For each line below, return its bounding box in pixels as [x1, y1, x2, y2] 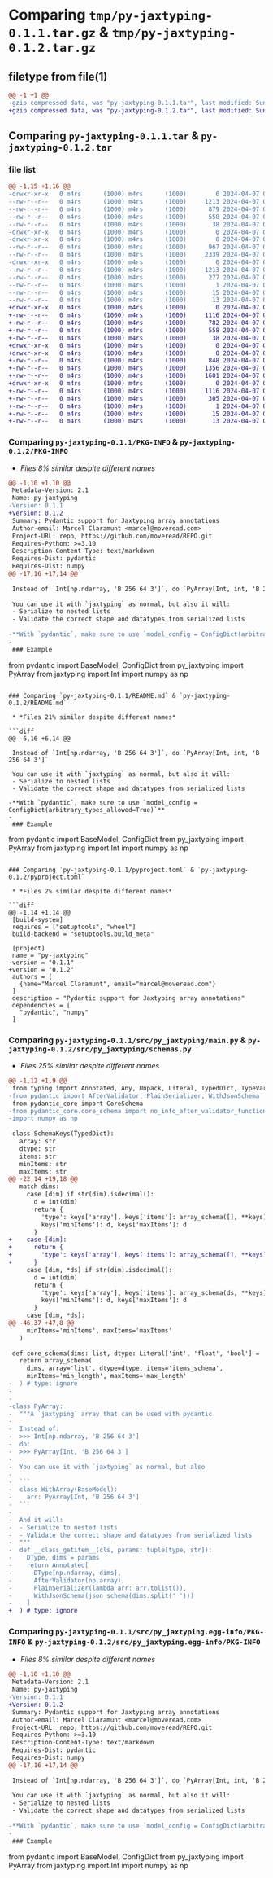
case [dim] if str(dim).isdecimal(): [26, 1191, 154, 1199]
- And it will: [8, 1516, 63, 1524]
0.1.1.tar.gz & [8, 23, 110, 42]
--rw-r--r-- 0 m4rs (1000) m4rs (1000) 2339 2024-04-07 [8, 251, 260, 259]
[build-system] [11, 915, 63, 924]
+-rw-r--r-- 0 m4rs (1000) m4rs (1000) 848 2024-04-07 [8, 357, 260, 365]
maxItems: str [19, 1167, 67, 1176]
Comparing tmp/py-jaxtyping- [8, 6, 214, 24]
